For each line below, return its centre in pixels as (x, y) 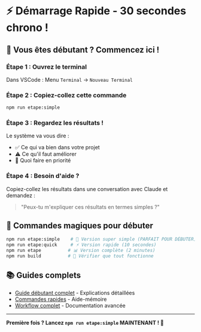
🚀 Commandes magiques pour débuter (80, 226)
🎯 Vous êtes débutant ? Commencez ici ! (83, 50)
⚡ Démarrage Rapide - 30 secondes (96, 11)
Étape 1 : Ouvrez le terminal (47, 67)
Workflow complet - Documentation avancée (70, 305)
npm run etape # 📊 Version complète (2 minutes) (81, 251)
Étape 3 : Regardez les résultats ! (55, 122)
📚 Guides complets (44, 276)
